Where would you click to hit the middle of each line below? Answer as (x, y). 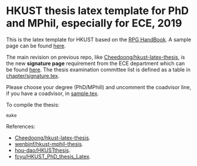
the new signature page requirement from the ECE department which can (96, 63)
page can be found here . (36, 46)
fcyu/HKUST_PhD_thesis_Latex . (53, 156)
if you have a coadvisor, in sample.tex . (52, 93)
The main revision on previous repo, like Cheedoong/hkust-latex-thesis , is (96, 57)
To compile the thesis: (33, 104)
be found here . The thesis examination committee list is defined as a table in (98, 69)
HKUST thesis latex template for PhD (98, 11)
